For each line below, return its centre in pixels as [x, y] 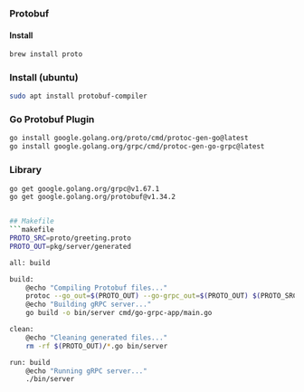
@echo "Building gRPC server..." [89, 305]
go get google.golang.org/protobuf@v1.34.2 [93, 197]
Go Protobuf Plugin [52, 120]
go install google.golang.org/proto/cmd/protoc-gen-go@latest [129, 139]
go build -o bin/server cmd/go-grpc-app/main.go [119, 313]
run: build [30, 362]
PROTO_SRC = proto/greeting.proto [70, 238]
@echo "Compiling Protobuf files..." [97, 288]
